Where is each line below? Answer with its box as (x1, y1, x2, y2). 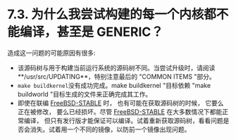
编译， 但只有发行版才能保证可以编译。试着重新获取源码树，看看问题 (23, 116, 223, 125)
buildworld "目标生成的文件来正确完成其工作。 (17, 89, 152, 98)
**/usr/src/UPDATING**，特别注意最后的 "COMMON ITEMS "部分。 (17, 72, 216, 81)
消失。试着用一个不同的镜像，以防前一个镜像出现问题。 (30, 125, 191, 134)
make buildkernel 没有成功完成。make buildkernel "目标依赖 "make (17, 81, 211, 89)
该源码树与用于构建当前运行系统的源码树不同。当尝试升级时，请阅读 (17, 63, 216, 72)
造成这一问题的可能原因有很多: (7, 49, 97, 57)
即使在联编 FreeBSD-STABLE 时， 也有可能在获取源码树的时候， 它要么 (17, 98, 224, 107)
